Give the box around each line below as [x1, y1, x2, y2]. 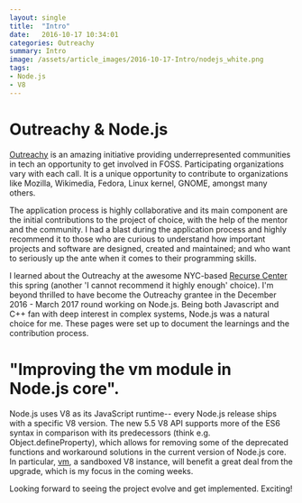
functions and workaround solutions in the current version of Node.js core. [9, 446, 287, 457]
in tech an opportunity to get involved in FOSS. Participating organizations [9, 159, 284, 169]
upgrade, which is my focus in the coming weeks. [9, 465, 194, 476]
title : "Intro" [9, 22, 70, 31]
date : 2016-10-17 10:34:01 [9, 30, 119, 39]
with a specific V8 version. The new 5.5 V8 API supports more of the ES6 [9, 417, 281, 428]
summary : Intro [9, 47, 67, 56]
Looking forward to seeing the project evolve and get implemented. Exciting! [9, 483, 293, 494]
